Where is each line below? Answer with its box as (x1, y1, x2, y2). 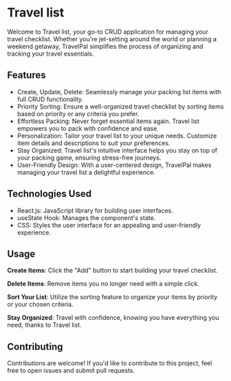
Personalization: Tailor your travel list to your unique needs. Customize (16, 131, 217, 140)
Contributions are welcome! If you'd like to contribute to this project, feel (7, 359, 212, 367)
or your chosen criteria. (7, 301, 74, 309)
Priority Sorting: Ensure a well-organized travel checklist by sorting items (16, 102, 224, 111)
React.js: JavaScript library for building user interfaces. (16, 206, 174, 215)
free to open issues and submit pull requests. (7, 367, 135, 375)
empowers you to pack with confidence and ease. (16, 124, 159, 132)
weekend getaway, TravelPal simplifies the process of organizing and (7, 42, 203, 50)
